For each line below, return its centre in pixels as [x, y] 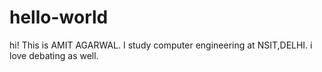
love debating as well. [54, 55]
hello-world [59, 17]
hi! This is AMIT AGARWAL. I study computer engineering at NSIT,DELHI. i [161, 45]
